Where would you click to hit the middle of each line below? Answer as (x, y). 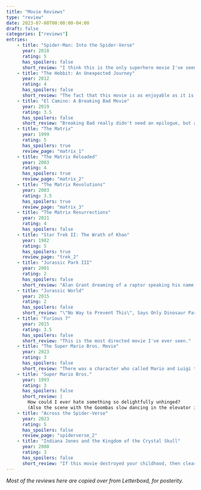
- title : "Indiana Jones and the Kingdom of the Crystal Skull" (99, 441)
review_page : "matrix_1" (53, 151)
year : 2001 (36, 268)
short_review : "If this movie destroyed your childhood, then (101, 463)
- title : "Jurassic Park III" (55, 263)
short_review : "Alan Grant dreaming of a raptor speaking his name (108, 285)
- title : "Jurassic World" (51, 291)
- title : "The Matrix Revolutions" (61, 185)
